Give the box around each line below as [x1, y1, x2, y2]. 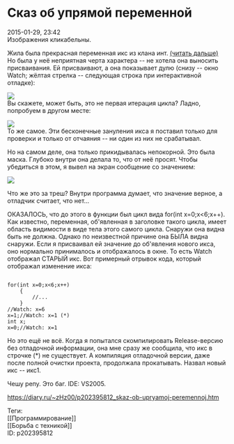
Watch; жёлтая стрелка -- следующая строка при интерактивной [7, 71, 202, 79]
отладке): [7, 78, 36, 86]
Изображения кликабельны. [7, 35, 92, 43]
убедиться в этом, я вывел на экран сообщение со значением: [7, 162, 196, 171]
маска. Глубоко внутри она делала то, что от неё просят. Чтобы [7, 155, 198, 163]
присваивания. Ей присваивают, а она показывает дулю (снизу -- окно [7, 63, 219, 72]
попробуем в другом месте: [7, 106, 91, 114]
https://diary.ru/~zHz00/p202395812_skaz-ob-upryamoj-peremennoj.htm [7, 392, 219, 401]
